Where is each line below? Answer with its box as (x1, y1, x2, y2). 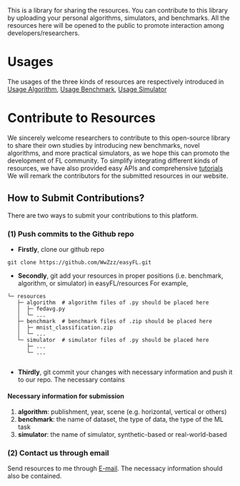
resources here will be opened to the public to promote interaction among (7, 21, 224, 29)
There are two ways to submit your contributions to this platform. (7, 211, 199, 220)
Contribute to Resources (7, 110, 156, 126)
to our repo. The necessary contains (17, 375, 125, 384)
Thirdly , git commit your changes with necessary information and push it (17, 368, 233, 376)
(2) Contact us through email (7, 448, 109, 458)
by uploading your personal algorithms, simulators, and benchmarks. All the (7, 14, 230, 22)
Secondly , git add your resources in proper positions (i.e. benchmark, (17, 271, 224, 280)
